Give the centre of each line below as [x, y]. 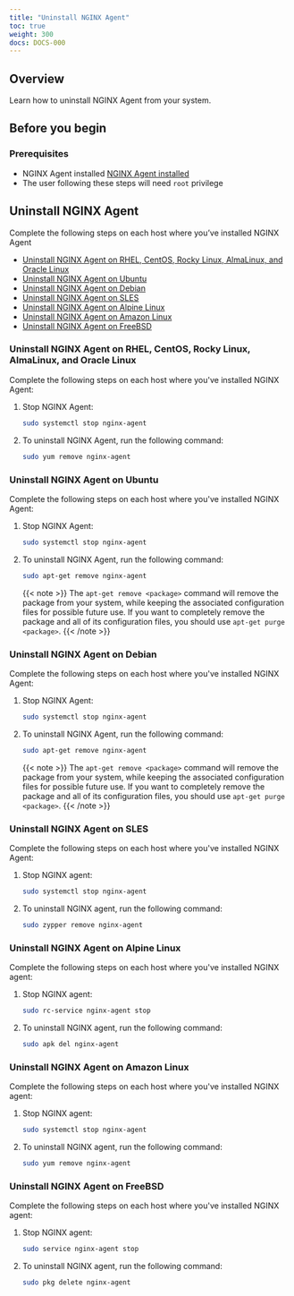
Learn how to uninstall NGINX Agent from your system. [110, 100]
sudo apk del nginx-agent [70, 1044]
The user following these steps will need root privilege [122, 183]
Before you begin [58, 128]
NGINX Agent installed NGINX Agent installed [105, 173]
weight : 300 [31, 34]
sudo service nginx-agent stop [80, 1249]
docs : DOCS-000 [38, 43]
